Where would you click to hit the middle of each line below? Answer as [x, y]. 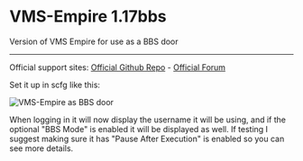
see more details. [41, 148]
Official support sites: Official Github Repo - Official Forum [118, 67]
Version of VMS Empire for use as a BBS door [94, 41]
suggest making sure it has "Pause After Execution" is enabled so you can [147, 139]
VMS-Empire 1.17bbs [88, 17]
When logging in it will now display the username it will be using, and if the [148, 120]
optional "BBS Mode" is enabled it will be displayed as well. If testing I [139, 129]
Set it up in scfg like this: [55, 85]
